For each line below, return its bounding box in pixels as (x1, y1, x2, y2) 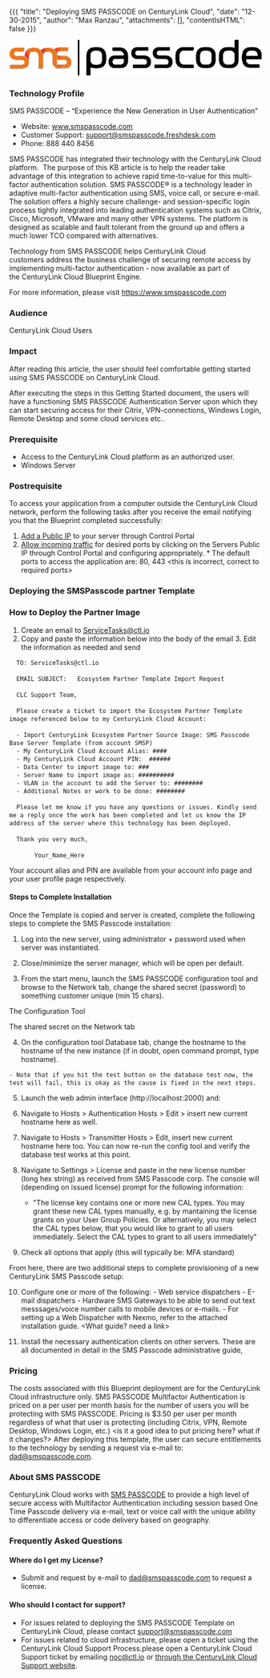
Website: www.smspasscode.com (20, 122, 133, 132)
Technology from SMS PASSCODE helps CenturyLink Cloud (9, 246, 207, 256)
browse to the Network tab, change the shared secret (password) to (20, 982, 246, 991)
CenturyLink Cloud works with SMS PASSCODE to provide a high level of (9, 1490, 249, 1499)
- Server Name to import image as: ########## (16, 771, 175, 779)
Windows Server (20, 460, 76, 470)
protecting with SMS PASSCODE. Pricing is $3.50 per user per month (9, 1409, 237, 1418)
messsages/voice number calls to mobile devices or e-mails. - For (20, 1303, 240, 1314)
